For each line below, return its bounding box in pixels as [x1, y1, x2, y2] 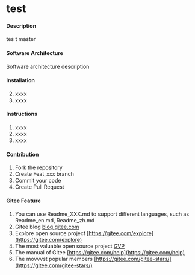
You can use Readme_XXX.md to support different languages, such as [14, 210, 190, 218]
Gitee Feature [6, 197, 41, 204]
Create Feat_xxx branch [14, 170, 74, 178]
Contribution [6, 150, 39, 158]
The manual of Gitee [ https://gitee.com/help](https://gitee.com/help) [14, 249, 185, 256]
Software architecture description [6, 63, 90, 70]
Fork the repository [14, 164, 63, 171]
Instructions [6, 111, 38, 118]
